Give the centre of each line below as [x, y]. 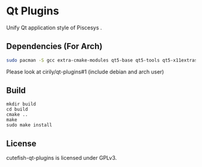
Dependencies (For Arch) [54, 46]
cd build [17, 110]
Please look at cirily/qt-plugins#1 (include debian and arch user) [85, 72]
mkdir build [21, 104]
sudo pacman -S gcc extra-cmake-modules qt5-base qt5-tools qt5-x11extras [102, 60]
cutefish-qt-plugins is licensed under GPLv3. [62, 158]
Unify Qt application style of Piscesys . [54, 28]
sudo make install [29, 125]
